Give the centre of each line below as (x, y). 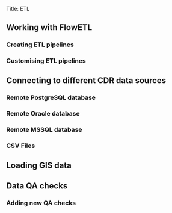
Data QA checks (37, 186)
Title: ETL (18, 9)
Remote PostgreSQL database (51, 97)
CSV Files (21, 146)
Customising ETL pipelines (46, 61)
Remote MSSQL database (44, 130)
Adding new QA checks (41, 203)
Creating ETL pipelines (40, 45)
